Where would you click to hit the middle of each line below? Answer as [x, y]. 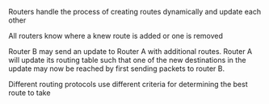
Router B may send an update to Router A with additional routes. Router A [130, 51]
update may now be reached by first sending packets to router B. [116, 69]
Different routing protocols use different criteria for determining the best [128, 84]
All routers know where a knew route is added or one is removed [116, 36]
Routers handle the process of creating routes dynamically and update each [134, 12]
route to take [29, 93]
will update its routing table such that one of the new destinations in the [127, 60]
